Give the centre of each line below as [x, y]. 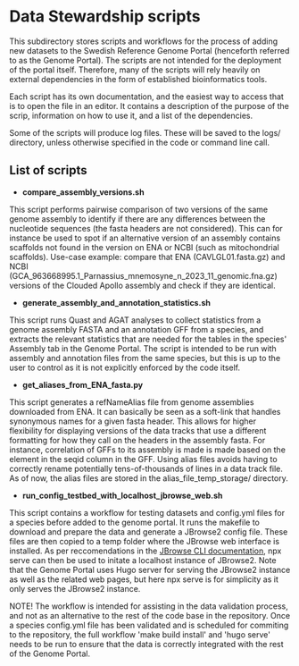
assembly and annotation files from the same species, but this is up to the [145, 358]
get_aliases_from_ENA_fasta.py [83, 384]
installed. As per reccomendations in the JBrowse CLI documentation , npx [145, 551]
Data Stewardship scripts [105, 17]
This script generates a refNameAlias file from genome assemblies [132, 402]
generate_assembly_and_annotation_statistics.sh [116, 302]
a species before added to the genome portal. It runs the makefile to [135, 522]
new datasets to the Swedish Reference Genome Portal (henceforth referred [149, 50]
